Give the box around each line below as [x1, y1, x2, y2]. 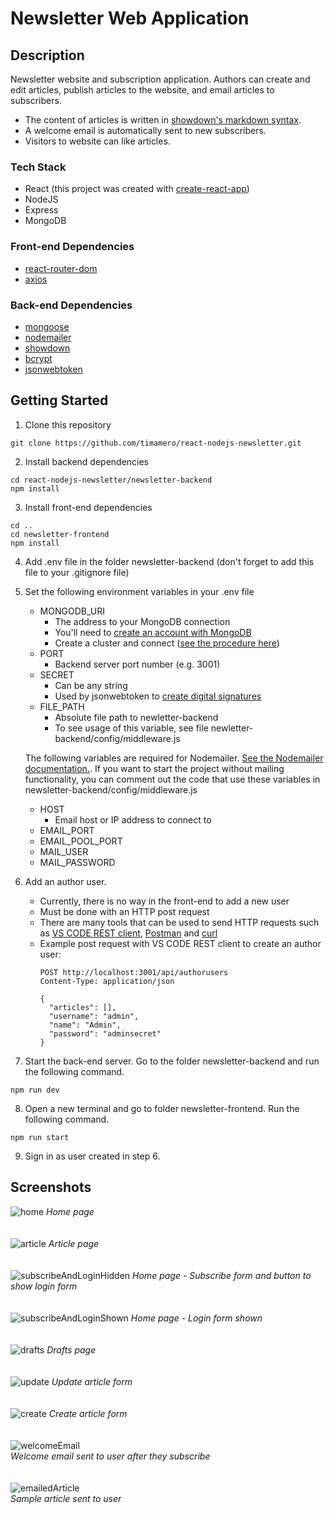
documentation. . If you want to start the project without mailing [24, 762, 285, 774]
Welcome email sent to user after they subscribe [10, 1450, 211, 1462]
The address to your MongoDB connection [54, 615, 231, 627]
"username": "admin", [48, 1011, 140, 1021]
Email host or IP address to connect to [54, 813, 212, 826]
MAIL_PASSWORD [39, 856, 116, 868]
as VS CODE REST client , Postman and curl [39, 927, 218, 939]
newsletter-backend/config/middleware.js [24, 783, 198, 796]
